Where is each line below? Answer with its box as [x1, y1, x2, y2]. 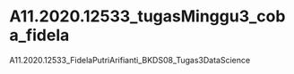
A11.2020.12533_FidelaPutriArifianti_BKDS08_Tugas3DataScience [9, 54, 251, 65]
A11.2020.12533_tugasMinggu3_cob [9, 6, 286, 27]
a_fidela [9, 25, 70, 45]
